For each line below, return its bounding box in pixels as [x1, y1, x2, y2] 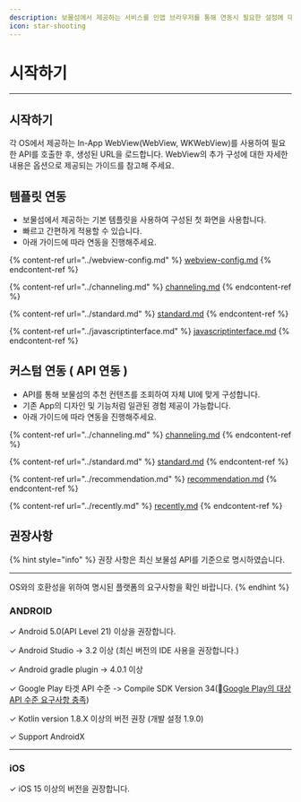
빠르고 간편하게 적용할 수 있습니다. [21, 226, 142, 237]
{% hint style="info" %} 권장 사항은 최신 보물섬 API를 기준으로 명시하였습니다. [9, 554, 285, 565]
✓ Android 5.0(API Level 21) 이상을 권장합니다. [9, 625, 176, 636]
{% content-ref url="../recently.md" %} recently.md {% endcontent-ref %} [9, 500, 283, 511]
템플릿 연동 [9, 189, 67, 204]
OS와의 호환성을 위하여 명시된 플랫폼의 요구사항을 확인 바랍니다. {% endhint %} [9, 582, 289, 592]
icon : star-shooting [9, 22, 87, 30]
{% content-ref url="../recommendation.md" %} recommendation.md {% [9, 473, 278, 484]
